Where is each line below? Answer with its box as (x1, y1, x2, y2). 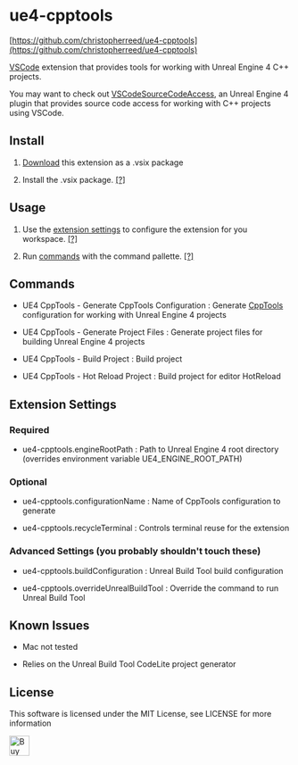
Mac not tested (21, 642, 79, 653)
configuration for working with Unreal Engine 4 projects (21, 310, 228, 320)
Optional (9, 475, 47, 487)
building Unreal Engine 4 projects (21, 337, 145, 347)
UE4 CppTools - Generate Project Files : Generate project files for (21, 327, 263, 337)
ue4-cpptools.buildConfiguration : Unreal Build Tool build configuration (21, 565, 284, 576)
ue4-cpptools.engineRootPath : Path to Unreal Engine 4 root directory (21, 444, 279, 455)
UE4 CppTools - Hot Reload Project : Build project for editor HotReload (21, 371, 281, 382)
